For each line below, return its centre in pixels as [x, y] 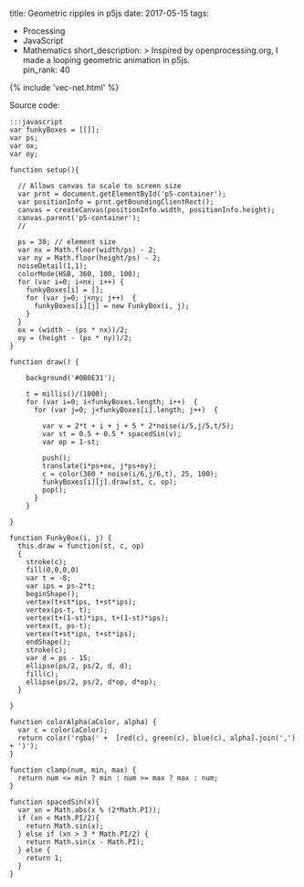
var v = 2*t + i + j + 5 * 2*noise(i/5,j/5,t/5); [138, 426]
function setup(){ [44, 170]
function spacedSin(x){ [55, 802]
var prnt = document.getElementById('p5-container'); [122, 194]
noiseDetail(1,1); [53, 266]
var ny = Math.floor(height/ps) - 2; [89, 258]
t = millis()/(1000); [67, 394]
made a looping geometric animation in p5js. [106, 60]
